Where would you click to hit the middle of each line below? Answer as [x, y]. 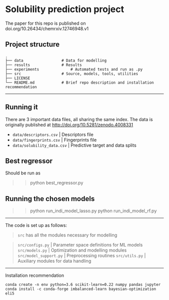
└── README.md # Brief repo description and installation [80, 82]
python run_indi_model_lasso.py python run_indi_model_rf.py [93, 211]
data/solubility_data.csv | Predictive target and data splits [74, 145]
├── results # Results [44, 65]
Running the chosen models [50, 198]
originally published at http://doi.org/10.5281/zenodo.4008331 [69, 125]
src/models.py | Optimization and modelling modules [72, 250]
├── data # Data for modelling [56, 61]
